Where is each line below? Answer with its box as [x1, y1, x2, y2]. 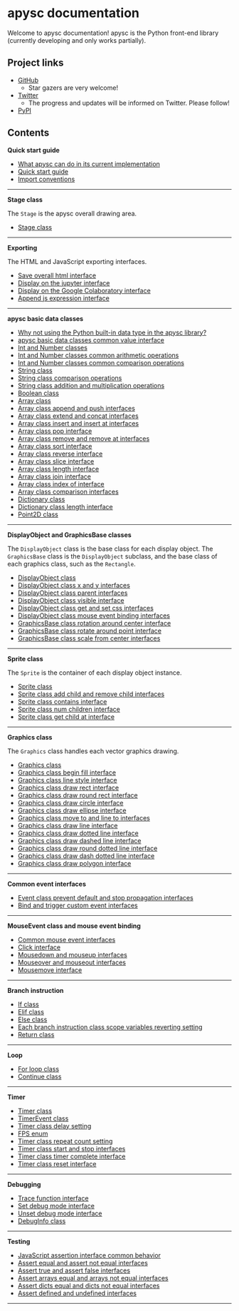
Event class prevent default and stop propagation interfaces [17, 893, 193, 902]
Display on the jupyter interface [17, 278, 110, 287]
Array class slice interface [17, 456, 95, 465]
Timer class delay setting [17, 1121, 92, 1130]
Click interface [17, 943, 61, 952]
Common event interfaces [7, 879, 87, 888]
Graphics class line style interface [17, 775, 117, 784]
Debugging [7, 1180, 41, 1188]
